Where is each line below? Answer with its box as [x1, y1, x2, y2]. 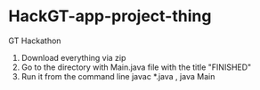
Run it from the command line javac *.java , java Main [20, 71, 215, 81]
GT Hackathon [8, 35, 61, 46]
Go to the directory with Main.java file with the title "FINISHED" [20, 62, 252, 72]
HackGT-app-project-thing [8, 6, 212, 26]
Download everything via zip [20, 52, 126, 63]
